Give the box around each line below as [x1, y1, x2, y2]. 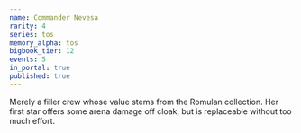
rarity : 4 [9, 22, 47, 31]
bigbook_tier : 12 [9, 47, 75, 56]
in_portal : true [9, 64, 70, 73]
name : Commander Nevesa [9, 13, 99, 22]
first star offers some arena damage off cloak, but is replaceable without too [9, 105, 292, 117]
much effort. [9, 115, 56, 126]
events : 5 [9, 55, 47, 64]
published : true [9, 72, 70, 81]
